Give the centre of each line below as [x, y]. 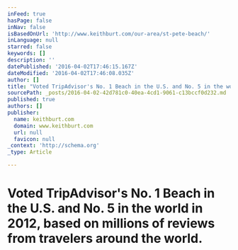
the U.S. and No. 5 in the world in [105, 209]
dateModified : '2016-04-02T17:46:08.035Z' [71, 73]
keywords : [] [27, 54]
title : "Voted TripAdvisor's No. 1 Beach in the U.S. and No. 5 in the [115, 86]
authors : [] [25, 106]
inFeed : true [27, 14]
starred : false [30, 47]
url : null [28, 132]
